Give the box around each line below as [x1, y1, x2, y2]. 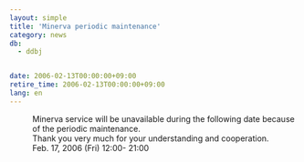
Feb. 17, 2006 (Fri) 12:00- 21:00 [32, 142, 150, 153]
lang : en [9, 88, 43, 97]
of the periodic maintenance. [32, 123, 142, 134]
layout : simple [9, 13, 68, 23]
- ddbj [17, 47, 43, 56]
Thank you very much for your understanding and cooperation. [32, 133, 269, 144]
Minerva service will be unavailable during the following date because [32, 113, 295, 124]
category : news [9, 30, 68, 39]
